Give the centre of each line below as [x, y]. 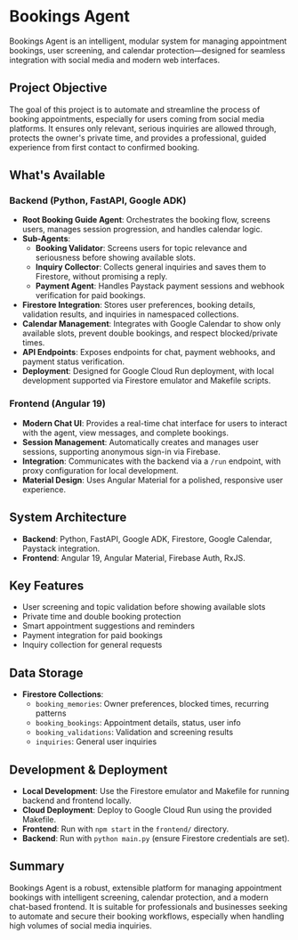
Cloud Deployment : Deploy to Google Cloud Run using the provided [147, 810]
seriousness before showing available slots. [115, 258]
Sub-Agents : [46, 239]
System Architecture [68, 518]
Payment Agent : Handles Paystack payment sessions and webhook [160, 286]
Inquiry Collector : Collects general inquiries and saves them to [151, 267]
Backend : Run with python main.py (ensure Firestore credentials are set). [156, 838]
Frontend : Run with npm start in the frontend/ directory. [125, 829]
